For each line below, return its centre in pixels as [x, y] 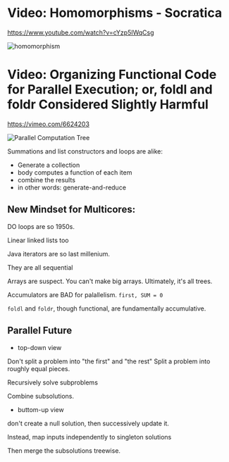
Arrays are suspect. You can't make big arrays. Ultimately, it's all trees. [110, 281]
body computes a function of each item [75, 172]
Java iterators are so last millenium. [59, 254]
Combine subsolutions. [41, 396]
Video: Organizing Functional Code [112, 75]
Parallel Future [40, 331]
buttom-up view [41, 409]
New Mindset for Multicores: [72, 210]
